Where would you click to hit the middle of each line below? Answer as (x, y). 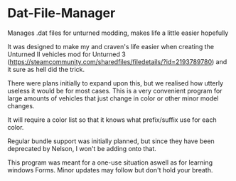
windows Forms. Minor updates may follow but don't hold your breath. (110, 170)
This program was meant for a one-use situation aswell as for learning (110, 162)
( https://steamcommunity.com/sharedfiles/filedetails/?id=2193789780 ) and (117, 61)
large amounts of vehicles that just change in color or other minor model (113, 98)
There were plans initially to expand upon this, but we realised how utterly (116, 83)
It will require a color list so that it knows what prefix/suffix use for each (112, 120)
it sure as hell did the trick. (46, 69)
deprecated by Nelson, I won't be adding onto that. (82, 148)
